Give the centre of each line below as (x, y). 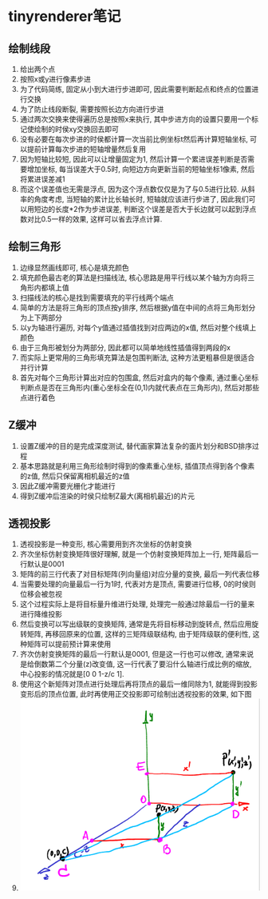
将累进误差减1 (42, 179)
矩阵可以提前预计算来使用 (69, 644)
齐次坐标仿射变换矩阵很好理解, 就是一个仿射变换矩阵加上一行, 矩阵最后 (136, 554)
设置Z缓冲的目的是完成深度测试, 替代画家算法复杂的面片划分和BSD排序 (136, 446)
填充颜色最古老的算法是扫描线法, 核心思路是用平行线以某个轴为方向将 (134, 278)
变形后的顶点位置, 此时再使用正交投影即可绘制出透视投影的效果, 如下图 (136, 694)
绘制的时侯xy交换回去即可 (77, 129)
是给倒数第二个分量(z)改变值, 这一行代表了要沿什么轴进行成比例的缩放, (136, 664)
